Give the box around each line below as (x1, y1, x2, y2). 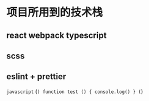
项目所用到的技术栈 (6, 5, 103, 19)
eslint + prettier (6, 71, 67, 82)
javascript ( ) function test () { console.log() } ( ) (6, 88, 144, 95)
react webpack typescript (6, 30, 107, 40)
